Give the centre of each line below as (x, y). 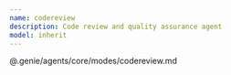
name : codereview (42, 18)
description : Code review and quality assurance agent (116, 27)
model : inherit (38, 35)
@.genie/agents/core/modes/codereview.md (94, 61)
